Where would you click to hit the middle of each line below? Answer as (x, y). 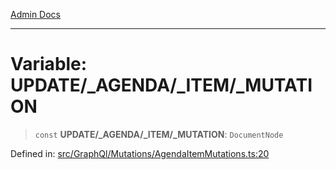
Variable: (49, 64)
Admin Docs (35, 14)
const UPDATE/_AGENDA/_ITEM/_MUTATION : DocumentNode (159, 134)
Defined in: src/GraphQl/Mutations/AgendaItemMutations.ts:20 (140, 153)
